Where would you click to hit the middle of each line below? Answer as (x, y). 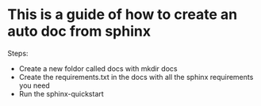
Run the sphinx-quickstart (61, 93)
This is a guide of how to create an (123, 15)
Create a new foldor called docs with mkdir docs (98, 68)
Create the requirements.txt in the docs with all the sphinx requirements (136, 77)
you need (35, 85)
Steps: (18, 53)
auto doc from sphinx (79, 31)
